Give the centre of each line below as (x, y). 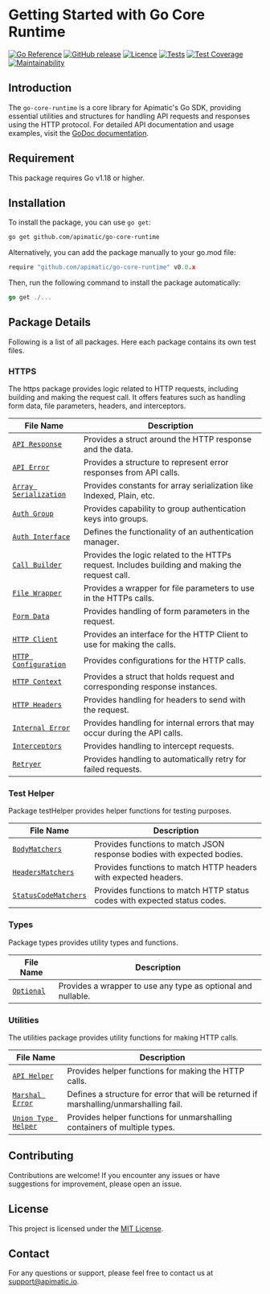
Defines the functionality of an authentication (168, 532)
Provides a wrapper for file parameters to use (169, 588)
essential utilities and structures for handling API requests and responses (129, 116)
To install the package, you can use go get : (80, 222)
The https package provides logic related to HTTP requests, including (123, 389)
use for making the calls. (129, 645)
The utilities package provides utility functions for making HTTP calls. (123, 1037)
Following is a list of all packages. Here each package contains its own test (132, 342)
